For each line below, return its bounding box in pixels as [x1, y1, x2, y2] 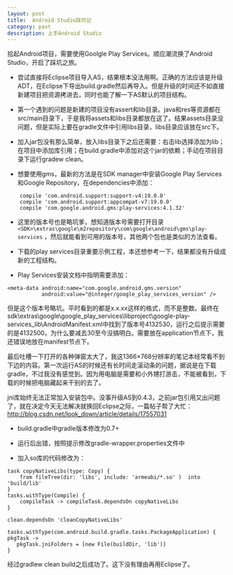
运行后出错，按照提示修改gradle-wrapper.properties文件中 [17, 439, 186, 447]
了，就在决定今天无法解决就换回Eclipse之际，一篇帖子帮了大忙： [7, 402, 193, 411]
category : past [7, 23, 51, 30]
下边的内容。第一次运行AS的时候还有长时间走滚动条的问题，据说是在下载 [7, 361, 217, 369]
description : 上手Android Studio [7, 29, 102, 37]
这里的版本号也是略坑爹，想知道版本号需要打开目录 [17, 217, 164, 227]
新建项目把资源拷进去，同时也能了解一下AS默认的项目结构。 [17, 91, 191, 99]
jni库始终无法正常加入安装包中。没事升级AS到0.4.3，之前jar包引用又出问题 [7, 393, 220, 401]
